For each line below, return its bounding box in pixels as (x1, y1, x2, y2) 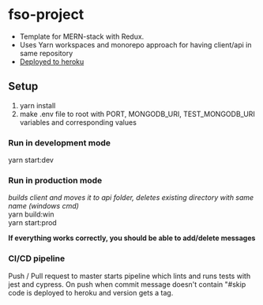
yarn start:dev (8, 156, 54, 165)
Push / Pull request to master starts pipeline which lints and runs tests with (8, 271, 251, 281)
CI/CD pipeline (8, 253, 66, 264)
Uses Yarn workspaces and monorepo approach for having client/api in (19, 40, 252, 49)
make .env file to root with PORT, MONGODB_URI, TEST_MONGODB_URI (19, 109, 255, 119)
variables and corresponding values (19, 117, 137, 127)
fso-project (8, 6, 85, 24)
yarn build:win (8, 209, 54, 219)
